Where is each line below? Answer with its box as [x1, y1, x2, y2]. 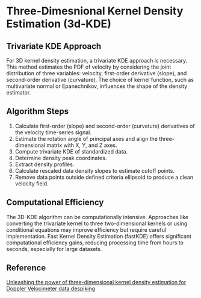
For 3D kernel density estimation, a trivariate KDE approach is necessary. [6, 57, 188, 64]
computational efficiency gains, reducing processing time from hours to [6, 239, 184, 246]
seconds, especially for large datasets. [6, 245, 102, 252]
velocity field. [14, 179, 49, 187]
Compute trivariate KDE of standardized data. [14, 147, 128, 155]
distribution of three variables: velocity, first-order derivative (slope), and [6, 70, 187, 76]
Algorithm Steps [6, 107, 69, 117]
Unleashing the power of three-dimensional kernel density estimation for [6, 279, 187, 286]
